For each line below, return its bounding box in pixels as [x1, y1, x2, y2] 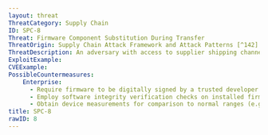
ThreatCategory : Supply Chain [8, 19, 109, 27]
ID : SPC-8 [8, 26, 41, 34]
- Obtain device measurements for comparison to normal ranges [29, 100, 245, 108]
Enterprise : [22, 78, 62, 86]
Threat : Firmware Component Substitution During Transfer [8, 33, 205, 42]
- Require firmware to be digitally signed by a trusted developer [29, 85, 259, 94]
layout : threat [8, 11, 59, 20]
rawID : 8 [8, 115, 37, 123]
